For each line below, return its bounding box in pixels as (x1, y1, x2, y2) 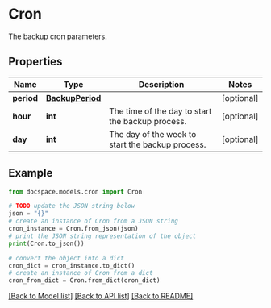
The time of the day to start (108, 106, 212, 117)
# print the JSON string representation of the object (8, 231, 197, 240)
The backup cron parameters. (8, 31, 107, 41)
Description (138, 78, 185, 89)
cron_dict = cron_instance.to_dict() (8, 261, 135, 270)
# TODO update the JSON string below (8, 202, 135, 210)
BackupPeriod (45, 92, 102, 103)
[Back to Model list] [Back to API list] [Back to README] (8, 291, 194, 301)
